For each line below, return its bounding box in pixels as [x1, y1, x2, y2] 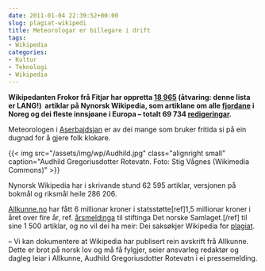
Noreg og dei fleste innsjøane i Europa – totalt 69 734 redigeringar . [8, 109, 232, 119]
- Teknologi [8, 63, 48, 71]
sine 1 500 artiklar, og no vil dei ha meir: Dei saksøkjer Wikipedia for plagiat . [8, 221, 255, 231]
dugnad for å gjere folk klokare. [8, 132, 111, 143]
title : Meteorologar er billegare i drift [8, 26, 151, 34]
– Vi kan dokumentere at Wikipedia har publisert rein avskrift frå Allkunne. [8, 236, 249, 246]
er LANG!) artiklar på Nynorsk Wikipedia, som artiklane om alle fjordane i [8, 101, 255, 110]
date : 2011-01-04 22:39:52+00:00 [8, 11, 119, 20]
